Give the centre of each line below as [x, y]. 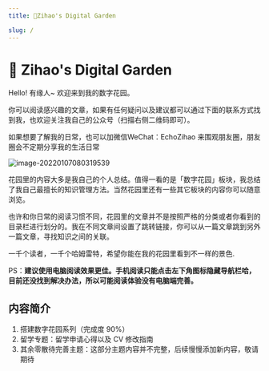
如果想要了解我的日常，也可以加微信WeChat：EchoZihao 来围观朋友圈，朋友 [134, 137]
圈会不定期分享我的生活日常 [54, 147]
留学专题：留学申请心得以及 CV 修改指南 [86, 339]
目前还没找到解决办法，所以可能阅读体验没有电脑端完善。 [103, 280]
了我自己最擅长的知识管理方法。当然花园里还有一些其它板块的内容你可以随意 [134, 190]
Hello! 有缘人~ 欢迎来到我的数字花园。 [71, 93]
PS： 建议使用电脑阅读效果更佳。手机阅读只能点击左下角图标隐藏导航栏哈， [132, 271]
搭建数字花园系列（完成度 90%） [74, 329]
